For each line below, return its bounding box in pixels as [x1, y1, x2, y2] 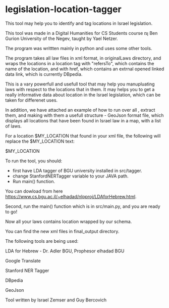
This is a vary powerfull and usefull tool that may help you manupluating [5, 81, 155, 87]
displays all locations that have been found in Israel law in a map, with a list [5, 117, 161, 123]
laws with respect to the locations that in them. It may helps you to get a [5, 86, 155, 92]
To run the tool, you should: [5, 158, 63, 164]
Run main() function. [12, 178, 55, 184]
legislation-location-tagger [5, 4, 122, 15]
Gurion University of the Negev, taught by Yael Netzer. [5, 35, 119, 41]
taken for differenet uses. [5, 97, 58, 103]
